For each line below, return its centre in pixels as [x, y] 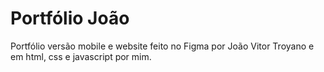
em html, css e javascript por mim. [81, 56]
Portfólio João [70, 18]
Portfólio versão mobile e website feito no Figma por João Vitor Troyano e [162, 46]
